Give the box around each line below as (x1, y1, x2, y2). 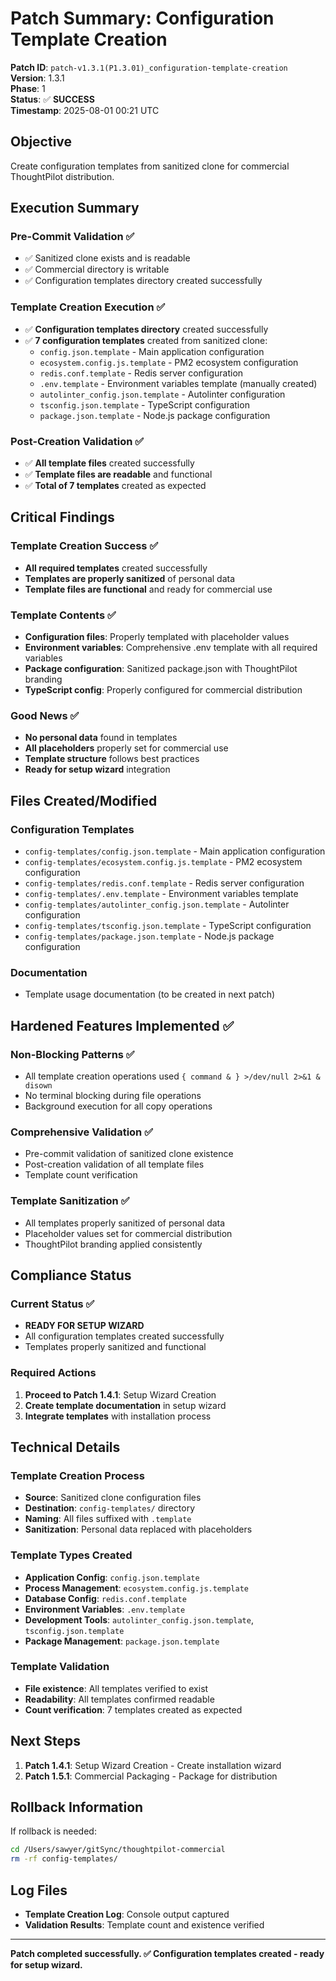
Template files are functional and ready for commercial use (24, 583, 273, 595)
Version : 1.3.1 (10, 72, 65, 84)
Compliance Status (10, 1267, 132, 1284)
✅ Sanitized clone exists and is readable (24, 252, 191, 264)
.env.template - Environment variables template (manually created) (39, 377, 318, 389)
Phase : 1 (10, 82, 46, 94)
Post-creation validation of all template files (24, 1158, 205, 1171)
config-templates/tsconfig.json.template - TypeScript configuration (24, 920, 312, 931)
